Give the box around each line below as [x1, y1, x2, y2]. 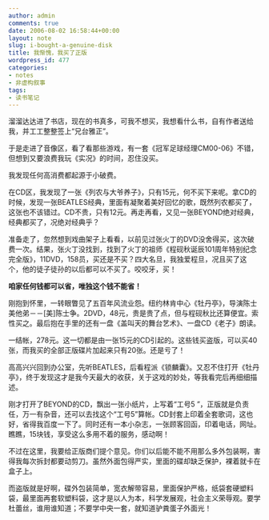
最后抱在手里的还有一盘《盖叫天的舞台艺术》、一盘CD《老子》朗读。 [35, 318, 261, 328]
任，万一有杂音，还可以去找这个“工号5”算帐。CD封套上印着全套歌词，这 [8, 410, 247, 419]
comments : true [8, 19, 59, 27]
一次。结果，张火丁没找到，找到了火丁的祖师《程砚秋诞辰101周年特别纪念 [14, 245, 258, 254]
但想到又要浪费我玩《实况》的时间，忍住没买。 [8, 154, 163, 163]
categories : [8, 64, 48, 72]
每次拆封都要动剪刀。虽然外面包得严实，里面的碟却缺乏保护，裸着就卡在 [22, 457, 261, 466]
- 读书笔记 [8, 94, 40, 102]
